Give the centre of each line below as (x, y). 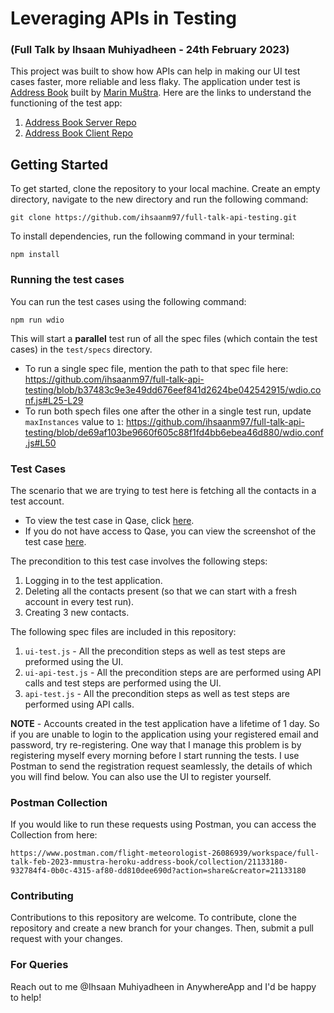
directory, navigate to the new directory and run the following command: (159, 199)
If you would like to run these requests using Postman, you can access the (163, 824)
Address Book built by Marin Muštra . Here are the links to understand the (161, 93)
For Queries (39, 965)
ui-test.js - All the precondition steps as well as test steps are (155, 651)
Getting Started (59, 164)
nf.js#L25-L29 (54, 400)
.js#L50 (40, 443)
